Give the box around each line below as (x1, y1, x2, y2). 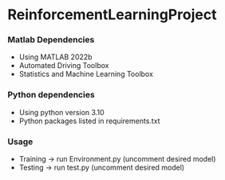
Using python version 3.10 (18, 107, 105, 117)
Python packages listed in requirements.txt (18, 116, 160, 126)
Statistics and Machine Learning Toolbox (18, 70, 153, 79)
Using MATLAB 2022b (18, 52, 93, 62)
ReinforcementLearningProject (7, 6, 217, 24)
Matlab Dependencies (7, 34, 95, 46)
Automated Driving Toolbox (18, 61, 109, 70)
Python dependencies (7, 90, 95, 101)
